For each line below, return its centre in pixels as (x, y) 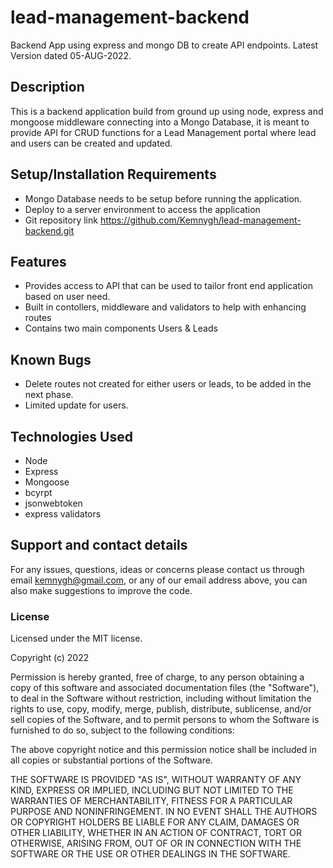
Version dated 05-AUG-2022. (71, 55)
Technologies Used (71, 436)
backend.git (49, 230)
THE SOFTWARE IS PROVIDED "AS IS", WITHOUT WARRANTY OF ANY (156, 780)
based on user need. (67, 297)
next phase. (49, 395)
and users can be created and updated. (91, 143)
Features (38, 261)
